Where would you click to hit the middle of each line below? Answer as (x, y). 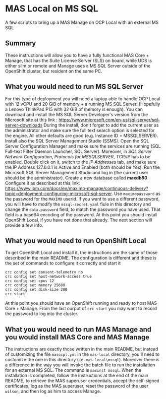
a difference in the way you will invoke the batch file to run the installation (80, 365)
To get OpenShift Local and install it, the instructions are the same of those (81, 253)
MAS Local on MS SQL (52, 9)
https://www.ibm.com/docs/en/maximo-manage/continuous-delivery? (77, 188)
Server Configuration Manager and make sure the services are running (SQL (83, 146)
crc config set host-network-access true (49, 277)
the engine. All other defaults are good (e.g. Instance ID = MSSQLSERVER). (82, 135)
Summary (21, 43)
